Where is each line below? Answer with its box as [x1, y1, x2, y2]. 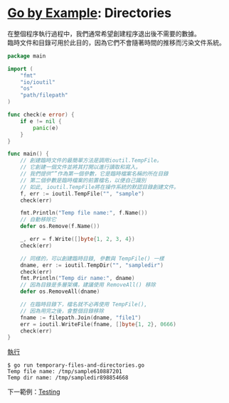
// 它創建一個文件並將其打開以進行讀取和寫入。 [20, 163, 141, 171]
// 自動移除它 [20, 216, 57, 223]
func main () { [7, 151, 50, 158]
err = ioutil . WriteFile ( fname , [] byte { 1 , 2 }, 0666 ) [20, 321, 176, 328]
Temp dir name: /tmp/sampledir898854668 [7, 375, 129, 382]
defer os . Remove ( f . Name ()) [20, 222, 100, 230]
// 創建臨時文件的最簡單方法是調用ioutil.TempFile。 [20, 157, 162, 164]
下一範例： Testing [7, 387, 60, 396]
